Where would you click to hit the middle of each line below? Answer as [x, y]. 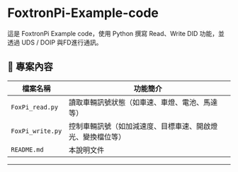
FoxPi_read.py [35, 107]
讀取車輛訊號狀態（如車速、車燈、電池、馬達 [143, 102]
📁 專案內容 [30, 67]
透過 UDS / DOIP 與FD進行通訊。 [55, 42]
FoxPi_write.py [36, 131]
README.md [27, 149]
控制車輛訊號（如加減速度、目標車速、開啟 [140, 126]
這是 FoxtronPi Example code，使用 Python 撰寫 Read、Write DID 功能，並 [116, 33]
